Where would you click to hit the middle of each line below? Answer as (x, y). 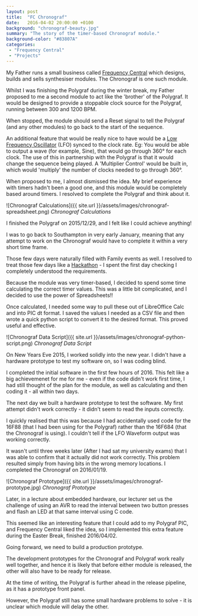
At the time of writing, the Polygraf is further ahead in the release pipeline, (96, 582)
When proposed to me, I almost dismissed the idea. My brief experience (94, 181)
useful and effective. (31, 325)
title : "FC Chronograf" (37, 17)
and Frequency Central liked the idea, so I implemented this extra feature (95, 529)
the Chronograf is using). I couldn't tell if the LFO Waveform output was (93, 433)
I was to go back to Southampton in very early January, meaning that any (95, 234)
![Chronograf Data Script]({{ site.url (49, 337)
